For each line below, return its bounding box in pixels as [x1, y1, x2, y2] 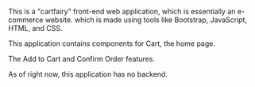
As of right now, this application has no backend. [8, 70, 168, 78]
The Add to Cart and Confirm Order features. [8, 55, 155, 63]
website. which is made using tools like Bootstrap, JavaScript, [44, 15, 248, 25]
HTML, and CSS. [8, 24, 63, 32]
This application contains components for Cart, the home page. [8, 39, 216, 48]
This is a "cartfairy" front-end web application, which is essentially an [8, 7, 236, 16]
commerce [8, 15, 44, 25]
